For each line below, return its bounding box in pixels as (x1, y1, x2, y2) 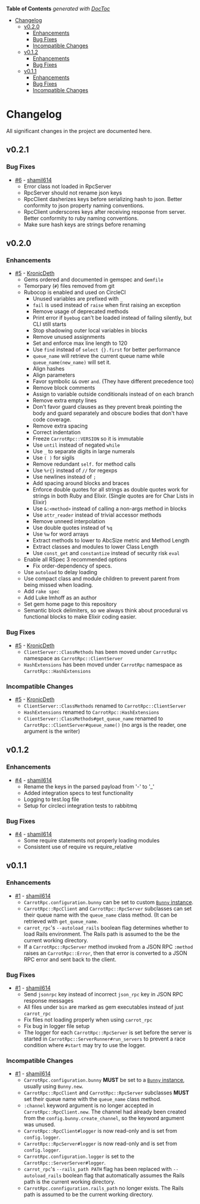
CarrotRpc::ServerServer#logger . (23, 1159, 106, 1166)
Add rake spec (23, 588, 60, 595)
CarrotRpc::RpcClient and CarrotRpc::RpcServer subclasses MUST (23, 1089, 189, 1096)
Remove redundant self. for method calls (32, 460, 136, 468)
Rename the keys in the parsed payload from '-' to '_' (23, 783, 155, 790)
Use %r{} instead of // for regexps (32, 467, 118, 474)
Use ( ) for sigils (32, 454, 75, 462)
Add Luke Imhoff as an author (23, 594, 97, 601)
